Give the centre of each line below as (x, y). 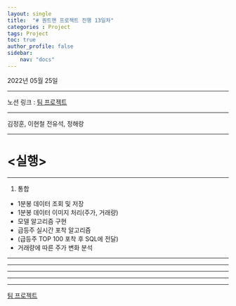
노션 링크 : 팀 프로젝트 (37, 102)
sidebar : (20, 53)
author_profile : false (40, 46)
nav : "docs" (37, 60)
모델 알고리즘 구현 (42, 221)
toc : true (22, 40)
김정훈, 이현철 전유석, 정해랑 (46, 123)
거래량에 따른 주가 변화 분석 (55, 248)
